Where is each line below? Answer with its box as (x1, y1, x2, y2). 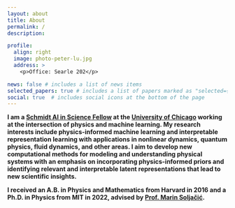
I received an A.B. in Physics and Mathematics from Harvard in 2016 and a (7, 186, 227, 194)
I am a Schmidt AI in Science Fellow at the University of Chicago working (7, 113, 222, 121)
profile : (7, 43, 33, 50)
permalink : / (7, 23, 45, 30)
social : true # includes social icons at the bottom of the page (7, 94, 205, 101)
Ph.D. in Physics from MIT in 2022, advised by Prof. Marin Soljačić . (7, 193, 205, 202)
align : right (13, 49, 52, 56)
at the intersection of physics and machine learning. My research (7, 120, 201, 129)
